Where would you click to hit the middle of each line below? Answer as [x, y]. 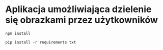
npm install [18, 33]
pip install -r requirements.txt [41, 42]
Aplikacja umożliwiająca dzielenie [78, 9]
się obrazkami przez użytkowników [81, 20]
